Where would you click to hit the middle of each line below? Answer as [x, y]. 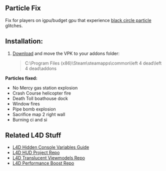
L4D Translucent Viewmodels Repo [48, 158]
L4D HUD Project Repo [36, 152]
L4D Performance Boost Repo [43, 163]
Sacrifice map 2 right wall [39, 114]
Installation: [24, 41]
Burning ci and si [30, 119]
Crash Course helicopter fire [42, 93]
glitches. [14, 25]
